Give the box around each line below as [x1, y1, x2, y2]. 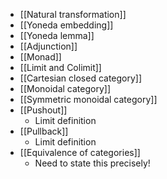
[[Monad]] [19, 51, 62, 63]
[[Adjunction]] [19, 40, 78, 52]
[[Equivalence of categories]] [19, 147, 141, 158]
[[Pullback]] [19, 125, 69, 137]
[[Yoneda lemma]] [19, 30, 95, 41]
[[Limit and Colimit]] [19, 62, 102, 73]
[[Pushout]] [19, 104, 68, 116]
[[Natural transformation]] [19, 9, 127, 20]
